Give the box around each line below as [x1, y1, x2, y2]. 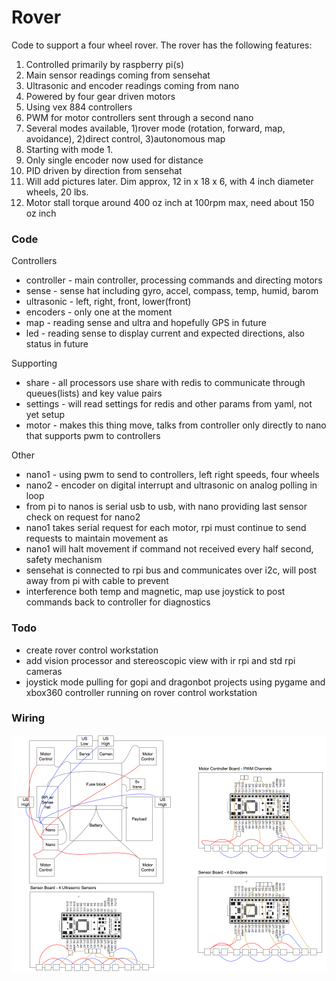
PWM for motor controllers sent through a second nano [25, 111, 254, 123]
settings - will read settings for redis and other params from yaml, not [25, 398, 313, 410]
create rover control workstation [25, 644, 159, 656]
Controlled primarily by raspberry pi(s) [25, 58, 184, 70]
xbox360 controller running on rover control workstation [25, 686, 258, 698]
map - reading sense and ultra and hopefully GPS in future [25, 317, 267, 329]
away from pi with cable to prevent [25, 575, 169, 587]
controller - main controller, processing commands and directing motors [25, 274, 323, 286]
